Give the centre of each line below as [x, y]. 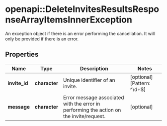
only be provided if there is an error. [42, 39]
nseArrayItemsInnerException [69, 20]
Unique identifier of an [89, 80]
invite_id [18, 83]
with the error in [82, 104]
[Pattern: [140, 83]
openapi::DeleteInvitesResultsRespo [82, 9]
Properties [22, 55]
